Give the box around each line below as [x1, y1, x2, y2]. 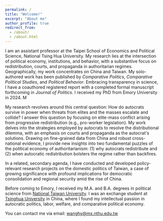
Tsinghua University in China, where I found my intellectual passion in [5, 196, 145, 201]
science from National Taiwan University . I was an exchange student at [5, 190, 148, 196]
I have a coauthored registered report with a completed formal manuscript [5, 84, 154, 90]
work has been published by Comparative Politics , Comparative [24, 74, 153, 80]
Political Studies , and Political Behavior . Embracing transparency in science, [5, 79, 159, 85]
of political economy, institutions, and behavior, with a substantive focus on [5, 58, 157, 64]
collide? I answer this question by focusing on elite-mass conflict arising [5, 114, 150, 120]
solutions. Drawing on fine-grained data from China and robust [5, 135, 131, 141]
